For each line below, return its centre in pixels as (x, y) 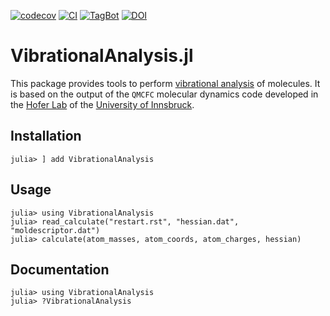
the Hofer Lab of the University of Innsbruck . (102, 104)
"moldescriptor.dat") (55, 230)
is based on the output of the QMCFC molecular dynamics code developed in (164, 94)
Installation (46, 136)
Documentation (60, 269)
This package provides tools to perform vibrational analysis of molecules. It (165, 83)
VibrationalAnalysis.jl (102, 56)
